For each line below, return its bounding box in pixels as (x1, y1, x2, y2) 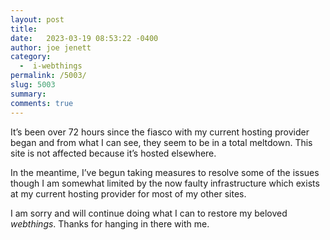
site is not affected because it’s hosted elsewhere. (10, 147, 217, 159)
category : (10, 52, 52, 62)
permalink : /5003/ (10, 71, 87, 81)
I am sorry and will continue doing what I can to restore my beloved (10, 207, 288, 219)
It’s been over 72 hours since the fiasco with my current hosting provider (10, 126, 310, 138)
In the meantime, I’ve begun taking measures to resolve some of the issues (10, 166, 320, 178)
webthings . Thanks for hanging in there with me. (10, 217, 210, 230)
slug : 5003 (10, 80, 56, 90)
